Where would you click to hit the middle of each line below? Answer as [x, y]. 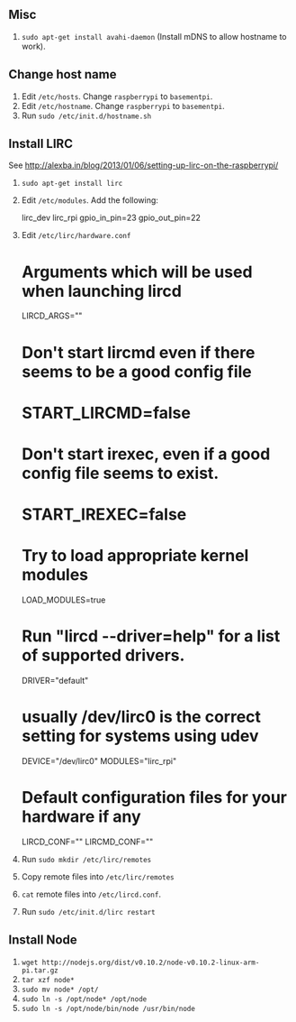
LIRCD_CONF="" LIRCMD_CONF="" [87, 842]
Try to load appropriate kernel [135, 556]
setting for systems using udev [140, 737]
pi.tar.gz [40, 970]
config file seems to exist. [120, 473]
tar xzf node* [48, 980]
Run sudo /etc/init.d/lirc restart [88, 911]
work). [33, 46]
